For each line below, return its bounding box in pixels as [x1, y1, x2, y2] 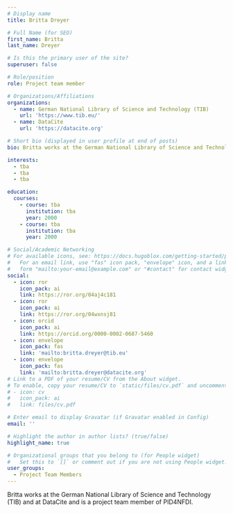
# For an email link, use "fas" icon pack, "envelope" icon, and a [7, 259, 213, 266]
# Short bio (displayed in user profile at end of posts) [7, 138, 178, 145]
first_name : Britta [7, 35, 64, 42]
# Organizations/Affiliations [7, 92, 95, 99]
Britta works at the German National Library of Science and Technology [7, 491, 212, 498]
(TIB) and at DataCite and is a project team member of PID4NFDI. [7, 498, 193, 506]
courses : [13, 195, 39, 202]
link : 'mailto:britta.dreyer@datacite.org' [19, 369, 148, 376]
